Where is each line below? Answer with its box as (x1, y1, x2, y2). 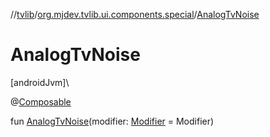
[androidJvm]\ (10, 76, 70, 88)
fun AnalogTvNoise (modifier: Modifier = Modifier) (10, 115, 215, 127)
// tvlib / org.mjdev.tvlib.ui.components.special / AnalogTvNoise (10, 9, 260, 20)
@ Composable (10, 95, 72, 108)
